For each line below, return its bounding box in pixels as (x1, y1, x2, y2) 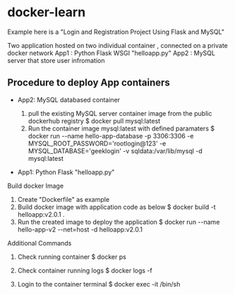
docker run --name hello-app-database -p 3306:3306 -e (28, 131, 194, 140)
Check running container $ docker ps (17, 252, 127, 261)
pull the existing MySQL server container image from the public (28, 109, 212, 117)
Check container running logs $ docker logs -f (17, 266, 153, 275)
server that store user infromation (7, 56, 105, 64)
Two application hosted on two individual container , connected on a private (7, 41, 228, 49)
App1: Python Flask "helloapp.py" (17, 167, 115, 176)
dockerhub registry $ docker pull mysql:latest (28, 116, 161, 125)
